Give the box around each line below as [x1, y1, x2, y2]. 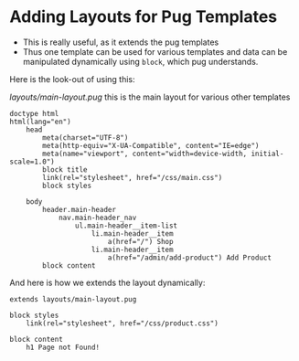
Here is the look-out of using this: [9, 73, 135, 84]
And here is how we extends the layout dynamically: [9, 277, 206, 288]
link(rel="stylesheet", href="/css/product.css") [26, 318, 219, 328]
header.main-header [42, 205, 117, 214]
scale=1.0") [9, 157, 55, 166]
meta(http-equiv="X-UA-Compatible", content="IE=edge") [42, 141, 260, 150]
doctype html [9, 109, 59, 118]
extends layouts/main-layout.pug [9, 294, 137, 303]
